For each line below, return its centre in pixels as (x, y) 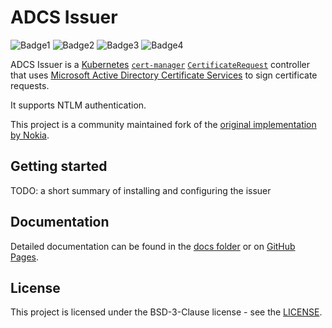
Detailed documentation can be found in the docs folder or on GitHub (153, 246)
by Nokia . (30, 135)
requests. (30, 85)
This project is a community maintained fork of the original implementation (163, 124)
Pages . (24, 257)
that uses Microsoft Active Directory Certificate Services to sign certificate (164, 75)
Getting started (59, 166)
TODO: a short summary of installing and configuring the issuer (141, 190)
